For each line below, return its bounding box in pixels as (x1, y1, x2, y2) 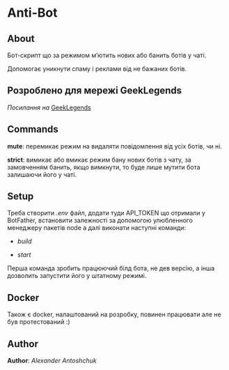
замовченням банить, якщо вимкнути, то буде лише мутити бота (7, 162, 200, 171)
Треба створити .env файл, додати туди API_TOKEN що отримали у (7, 209, 205, 217)
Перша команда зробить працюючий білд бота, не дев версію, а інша (7, 264, 215, 272)
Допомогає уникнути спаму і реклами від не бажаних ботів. (7, 65, 187, 72)
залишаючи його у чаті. (7, 170, 77, 178)
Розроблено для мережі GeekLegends (7, 85, 182, 97)
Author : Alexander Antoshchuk (7, 357, 97, 365)
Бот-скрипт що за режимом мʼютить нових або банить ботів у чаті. (7, 51, 207, 59)
